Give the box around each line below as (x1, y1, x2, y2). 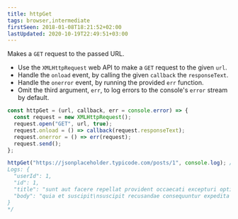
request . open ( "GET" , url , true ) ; (13, 120, 113, 128)
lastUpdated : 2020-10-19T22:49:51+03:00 (7, 30, 129, 38)
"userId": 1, (13, 173, 52, 180)
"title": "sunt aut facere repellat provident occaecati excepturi (13, 186, 217, 193)
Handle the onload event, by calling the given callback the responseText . (17, 71, 229, 79)
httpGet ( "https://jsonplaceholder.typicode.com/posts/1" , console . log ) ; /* (7, 159, 236, 167)
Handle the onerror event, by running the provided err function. (17, 79, 204, 87)
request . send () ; (13, 140, 62, 147)
